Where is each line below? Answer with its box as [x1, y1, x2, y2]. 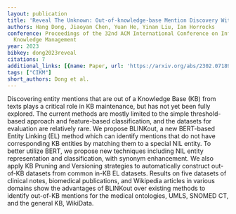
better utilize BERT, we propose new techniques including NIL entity [7, 147, 204, 155]
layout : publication [7, 10, 68, 18]
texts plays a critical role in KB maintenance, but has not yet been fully [7, 102, 211, 111]
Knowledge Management [13, 36, 77, 44]
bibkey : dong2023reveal [7, 50, 77, 57]
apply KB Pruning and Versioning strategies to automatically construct [7, 162, 210, 170]
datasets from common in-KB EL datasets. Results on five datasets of [25, 169, 227, 178]
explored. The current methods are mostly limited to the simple [7, 109, 190, 118]
